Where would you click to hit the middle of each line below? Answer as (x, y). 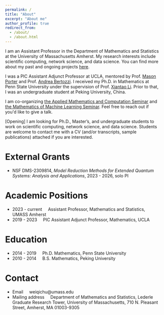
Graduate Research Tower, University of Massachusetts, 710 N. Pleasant (85, 302)
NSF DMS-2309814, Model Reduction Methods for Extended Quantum (83, 171)
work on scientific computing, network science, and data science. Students (81, 126)
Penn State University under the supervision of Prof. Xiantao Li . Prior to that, (82, 86)
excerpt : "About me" (26, 19)
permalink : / (18, 10)
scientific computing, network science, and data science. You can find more (82, 61)
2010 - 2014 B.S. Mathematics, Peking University (64, 258)
